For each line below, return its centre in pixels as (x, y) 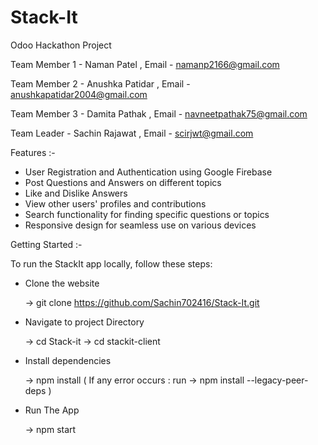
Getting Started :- (46, 244)
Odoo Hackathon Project (61, 45)
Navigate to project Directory (84, 322)
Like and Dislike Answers (76, 193)
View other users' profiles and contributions (115, 203)
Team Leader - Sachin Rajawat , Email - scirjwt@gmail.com (132, 133)
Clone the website (62, 283)
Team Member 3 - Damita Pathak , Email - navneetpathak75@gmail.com (159, 113)
